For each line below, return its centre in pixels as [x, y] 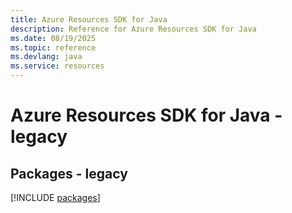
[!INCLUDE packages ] [55, 197]
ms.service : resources [57, 66]
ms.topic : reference [53, 47]
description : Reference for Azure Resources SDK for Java [133, 29]
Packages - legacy [69, 173]
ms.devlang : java [46, 57]
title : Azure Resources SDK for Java [89, 19]
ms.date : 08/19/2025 [53, 38]
